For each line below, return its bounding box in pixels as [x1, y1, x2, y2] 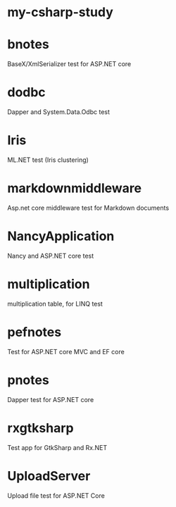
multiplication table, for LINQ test [7, 299, 103, 308]
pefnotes [7, 325, 62, 340]
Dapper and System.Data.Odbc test [7, 108, 111, 116]
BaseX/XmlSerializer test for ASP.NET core [7, 60, 132, 68]
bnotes [7, 37, 49, 53]
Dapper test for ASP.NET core [7, 395, 94, 403]
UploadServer [7, 468, 91, 484]
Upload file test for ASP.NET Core [7, 491, 106, 500]
